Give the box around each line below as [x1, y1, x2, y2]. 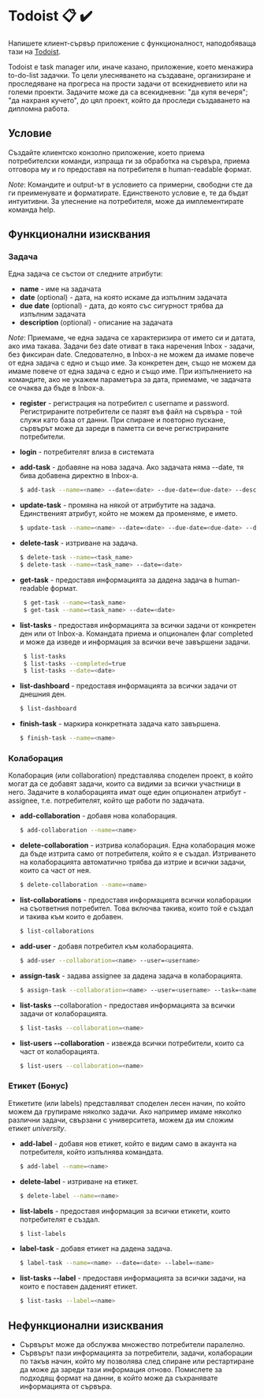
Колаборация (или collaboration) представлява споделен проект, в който [8, 770, 254, 781]
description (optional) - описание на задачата [19, 317, 173, 328]
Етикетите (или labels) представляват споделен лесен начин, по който [8, 1098, 246, 1108]
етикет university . [8, 1123, 67, 1133]
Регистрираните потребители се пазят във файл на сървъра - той [19, 407, 243, 417]
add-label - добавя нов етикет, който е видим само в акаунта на [19, 1138, 237, 1148]
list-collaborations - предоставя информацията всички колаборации [19, 896, 251, 905]
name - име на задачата [19, 284, 102, 294]
